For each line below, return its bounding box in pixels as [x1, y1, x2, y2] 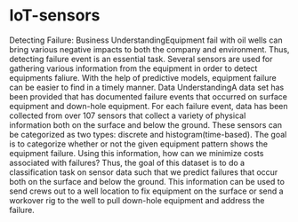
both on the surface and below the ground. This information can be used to [9, 176, 285, 186]
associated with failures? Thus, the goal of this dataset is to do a [9, 157, 246, 168]
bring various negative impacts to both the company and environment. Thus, [9, 44, 290, 54]
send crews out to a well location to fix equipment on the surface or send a [9, 186, 284, 196]
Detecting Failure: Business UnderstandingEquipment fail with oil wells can [9, 35, 283, 45]
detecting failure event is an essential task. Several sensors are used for [9, 53, 273, 64]
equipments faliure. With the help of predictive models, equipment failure [9, 72, 278, 83]
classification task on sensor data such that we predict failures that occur [9, 166, 278, 178]
